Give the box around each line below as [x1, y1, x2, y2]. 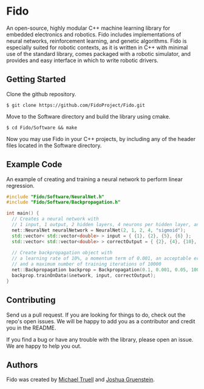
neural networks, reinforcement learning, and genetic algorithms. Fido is [6, 37, 187, 44]
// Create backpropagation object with [12, 250, 113, 256]
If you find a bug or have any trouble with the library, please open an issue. [6, 336, 194, 343]
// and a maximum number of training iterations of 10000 [12, 261, 162, 267]
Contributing [6, 295, 56, 305]
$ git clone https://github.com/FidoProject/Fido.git [6, 102, 146, 108]
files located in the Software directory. [6, 142, 102, 149]
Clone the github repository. [6, 90, 76, 98]
